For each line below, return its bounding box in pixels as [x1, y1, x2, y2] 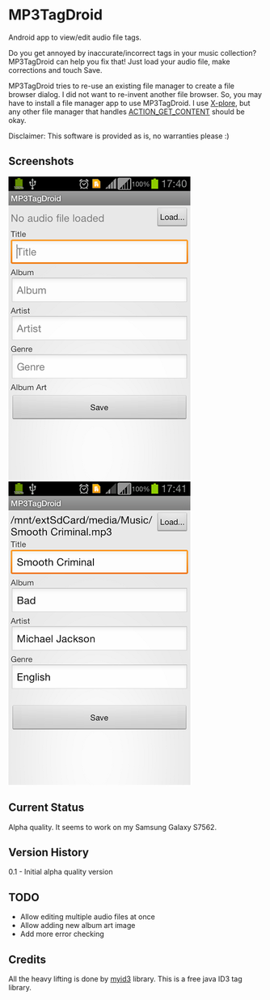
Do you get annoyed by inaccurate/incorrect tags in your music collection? [8, 48, 257, 57]
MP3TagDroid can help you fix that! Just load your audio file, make [8, 57, 230, 66]
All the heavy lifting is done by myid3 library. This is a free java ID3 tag [8, 974, 243, 984]
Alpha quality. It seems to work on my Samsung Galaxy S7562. [8, 822, 217, 832]
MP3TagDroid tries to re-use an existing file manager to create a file [8, 81, 235, 91]
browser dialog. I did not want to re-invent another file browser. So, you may [8, 89, 263, 99]
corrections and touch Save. [8, 65, 103, 74]
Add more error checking [19, 929, 104, 939]
